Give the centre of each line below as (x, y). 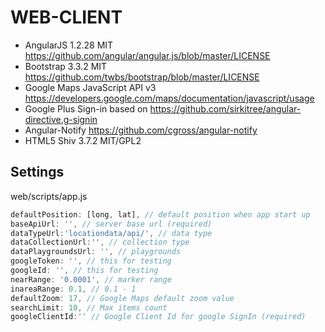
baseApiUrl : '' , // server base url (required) (111, 224)
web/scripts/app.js (49, 196)
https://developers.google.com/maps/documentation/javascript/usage (169, 98)
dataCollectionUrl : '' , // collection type (100, 242)
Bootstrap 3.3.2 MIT (66, 66)
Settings (37, 172)
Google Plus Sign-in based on (86, 108)
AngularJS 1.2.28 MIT (69, 45)
